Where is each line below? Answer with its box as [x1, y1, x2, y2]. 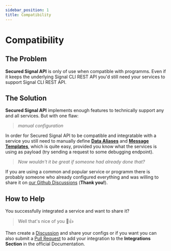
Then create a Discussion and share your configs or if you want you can [5, 230, 157, 236]
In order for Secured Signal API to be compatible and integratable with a [5, 132, 157, 139]
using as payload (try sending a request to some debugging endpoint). [5, 149, 154, 155]
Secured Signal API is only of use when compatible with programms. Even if [5, 68, 166, 74]
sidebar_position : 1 [5, 7, 50, 13]
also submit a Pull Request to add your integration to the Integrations [5, 236, 151, 242]
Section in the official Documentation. [5, 241, 85, 247]
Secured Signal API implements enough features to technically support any [5, 107, 164, 113]
